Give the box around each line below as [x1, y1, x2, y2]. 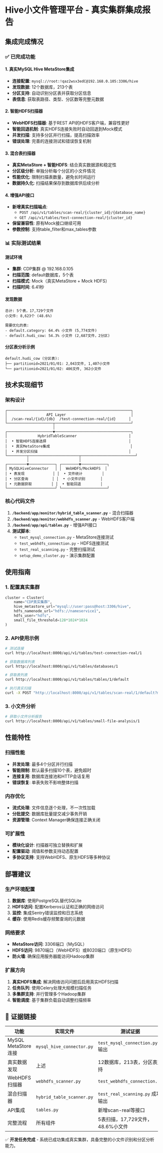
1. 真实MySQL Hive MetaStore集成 [5, 66, 74, 72]
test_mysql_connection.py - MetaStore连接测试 [19, 534, 114, 540]
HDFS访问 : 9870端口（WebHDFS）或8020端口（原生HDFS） [12, 947, 134, 953]
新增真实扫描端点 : [12, 204, 48, 210]
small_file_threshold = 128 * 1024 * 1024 [14, 618, 88, 622]
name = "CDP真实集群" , [14, 600, 52, 604]
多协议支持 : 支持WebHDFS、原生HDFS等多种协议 [12, 854, 111, 860]
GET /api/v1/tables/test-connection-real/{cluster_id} [19, 215, 132, 220]
